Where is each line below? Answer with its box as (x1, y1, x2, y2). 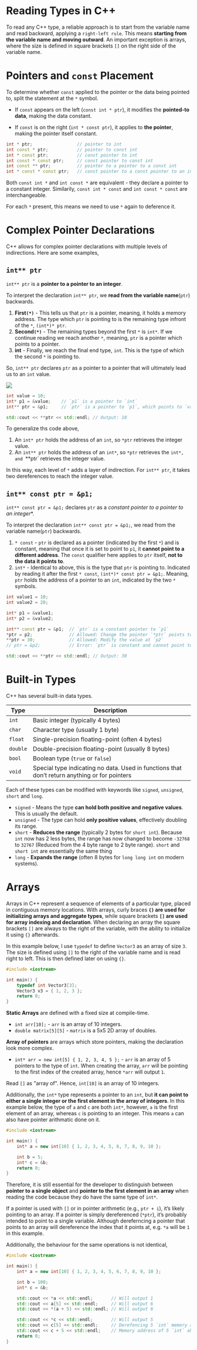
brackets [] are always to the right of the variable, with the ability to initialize (6, 924, 191, 932)
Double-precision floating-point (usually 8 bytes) (33, 745, 170, 752)
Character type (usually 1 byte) (33, 726, 119, 734)
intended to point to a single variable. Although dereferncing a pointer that (6, 1217, 185, 1224)
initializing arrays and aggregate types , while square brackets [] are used (6, 912, 188, 919)
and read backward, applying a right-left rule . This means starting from (6, 29, 187, 36)
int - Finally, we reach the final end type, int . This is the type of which (14, 346, 185, 353)
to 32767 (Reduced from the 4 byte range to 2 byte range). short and (14, 841, 180, 848)
